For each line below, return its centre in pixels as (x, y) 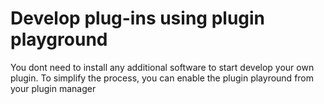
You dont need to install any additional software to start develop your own (162, 67)
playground (59, 39)
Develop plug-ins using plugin (138, 18)
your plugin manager (53, 88)
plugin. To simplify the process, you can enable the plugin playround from (162, 78)
